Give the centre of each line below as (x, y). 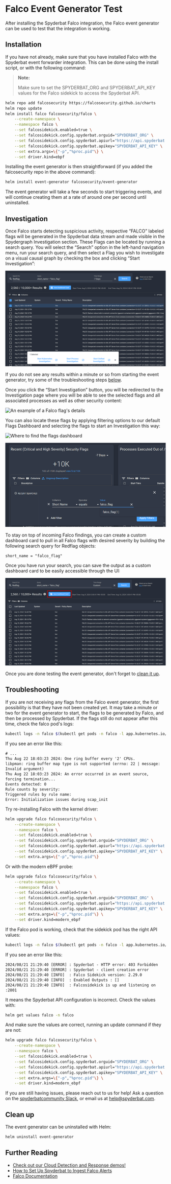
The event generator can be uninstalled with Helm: (58, 1127)
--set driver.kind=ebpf (40, 157)
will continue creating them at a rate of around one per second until (76, 197)
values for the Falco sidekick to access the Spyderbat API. (79, 93)
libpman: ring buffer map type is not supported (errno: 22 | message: (83, 764)
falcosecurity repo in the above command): (50, 172)
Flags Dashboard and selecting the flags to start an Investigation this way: (83, 426)
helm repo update (24, 108)
